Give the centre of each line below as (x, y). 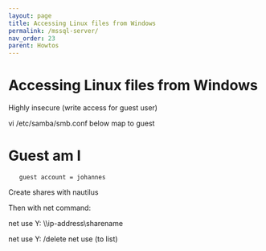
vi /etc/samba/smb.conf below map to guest (82, 123)
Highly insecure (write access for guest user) (83, 108)
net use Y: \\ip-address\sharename (65, 223)
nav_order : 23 (32, 38)
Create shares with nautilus (53, 192)
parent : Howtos (34, 46)
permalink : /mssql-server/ (53, 31)
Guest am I (45, 156)
